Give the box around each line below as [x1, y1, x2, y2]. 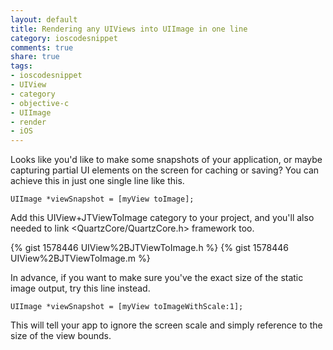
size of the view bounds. [10, 330, 112, 342]
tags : [10, 61, 33, 71]
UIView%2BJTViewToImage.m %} [10, 252, 151, 265]
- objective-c [10, 98, 70, 108]
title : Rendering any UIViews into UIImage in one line [10, 24, 248, 34]
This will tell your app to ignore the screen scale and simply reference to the [10, 319, 323, 331]
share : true [10, 52, 60, 62]
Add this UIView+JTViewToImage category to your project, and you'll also [10, 212, 315, 224]
